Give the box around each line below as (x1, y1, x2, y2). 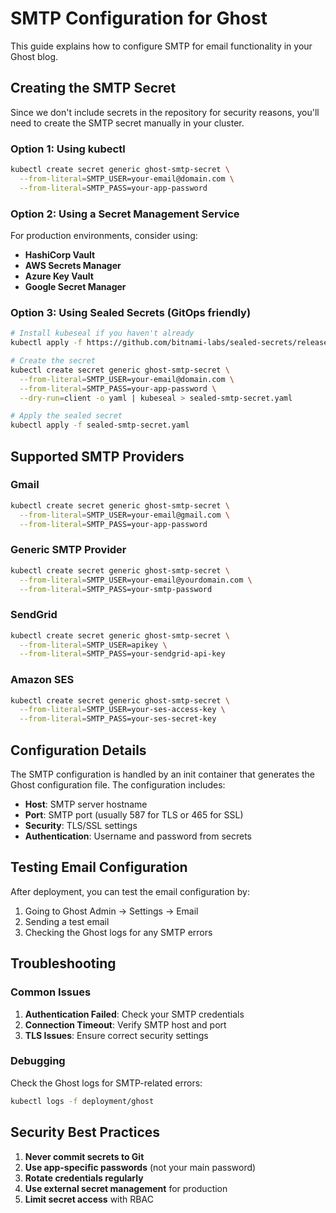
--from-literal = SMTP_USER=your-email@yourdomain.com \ (19, 575, 253, 585)
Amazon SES (10, 673, 75, 687)
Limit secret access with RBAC (24, 1193, 154, 1205)
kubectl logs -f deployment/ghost (10, 1096, 155, 1106)
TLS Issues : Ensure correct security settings (24, 1029, 209, 1041)
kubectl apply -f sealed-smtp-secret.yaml (10, 420, 190, 431)
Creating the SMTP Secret (10, 80, 177, 97)
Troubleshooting (10, 955, 117, 972)
